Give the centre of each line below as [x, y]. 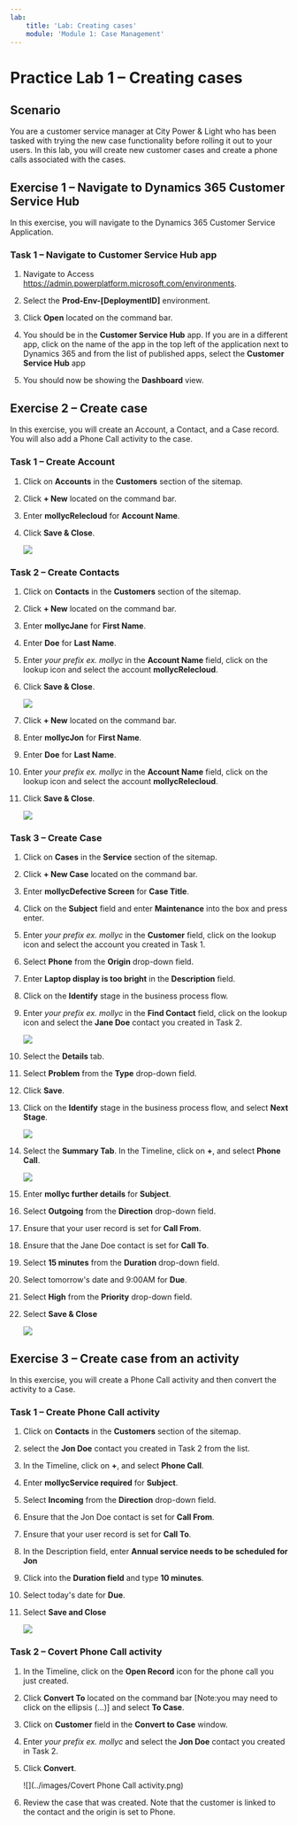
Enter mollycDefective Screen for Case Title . [106, 891]
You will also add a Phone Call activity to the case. [102, 439]
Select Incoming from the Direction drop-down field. [119, 1500]
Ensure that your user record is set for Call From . [112, 1229]
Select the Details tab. [64, 1056]
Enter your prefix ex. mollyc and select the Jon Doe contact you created [154, 1741]
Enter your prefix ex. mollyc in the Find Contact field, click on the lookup [155, 1013]
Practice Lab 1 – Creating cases [126, 77]
